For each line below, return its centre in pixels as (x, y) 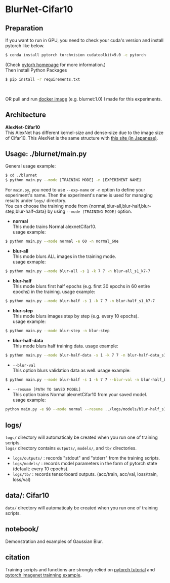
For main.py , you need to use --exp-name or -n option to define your (75, 190)
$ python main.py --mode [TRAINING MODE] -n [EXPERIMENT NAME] (73, 180)
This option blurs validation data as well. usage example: (71, 370)
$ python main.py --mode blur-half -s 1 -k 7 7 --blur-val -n (72, 379)
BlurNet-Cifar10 (39, 9)
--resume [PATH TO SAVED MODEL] (47, 390)
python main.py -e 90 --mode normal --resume (54, 409)
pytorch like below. (25, 46)
